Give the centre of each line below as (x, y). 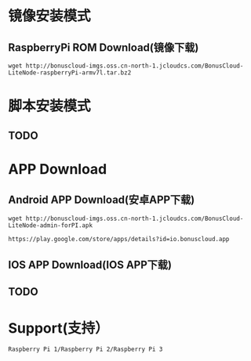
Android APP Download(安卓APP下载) (102, 200)
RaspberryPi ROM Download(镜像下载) (104, 47)
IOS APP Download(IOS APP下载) (90, 264)
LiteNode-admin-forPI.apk (50, 225)
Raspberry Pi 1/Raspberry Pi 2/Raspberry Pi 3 (85, 349)
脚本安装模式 (50, 106)
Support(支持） (58, 328)
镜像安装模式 (50, 16)
